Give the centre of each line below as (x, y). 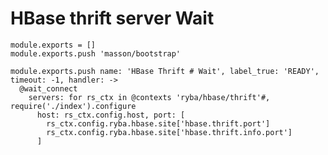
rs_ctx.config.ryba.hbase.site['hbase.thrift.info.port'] (169, 132)
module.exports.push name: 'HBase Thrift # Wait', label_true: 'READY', (165, 71)
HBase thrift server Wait (112, 18)
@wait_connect (48, 88)
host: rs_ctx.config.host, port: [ (111, 115)
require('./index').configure (73, 106)
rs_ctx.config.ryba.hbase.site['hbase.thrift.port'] (158, 123)
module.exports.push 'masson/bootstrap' (96, 53)
